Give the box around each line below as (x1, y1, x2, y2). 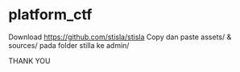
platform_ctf (8, 6, 93, 24)
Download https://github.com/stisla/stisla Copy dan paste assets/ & (8, 32, 232, 42)
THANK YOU (8, 56, 51, 66)
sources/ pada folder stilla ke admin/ (8, 40, 130, 50)
